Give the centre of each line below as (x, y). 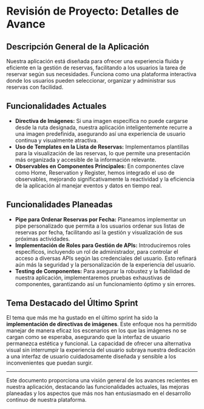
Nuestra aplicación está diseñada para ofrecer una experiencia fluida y (95, 61)
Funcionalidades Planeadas (59, 205)
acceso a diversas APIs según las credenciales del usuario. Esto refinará (106, 258)
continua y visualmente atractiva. (56, 140)
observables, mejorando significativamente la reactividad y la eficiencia (105, 179)
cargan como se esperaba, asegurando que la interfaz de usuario (88, 337)
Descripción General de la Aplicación (78, 47)
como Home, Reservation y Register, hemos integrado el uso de (95, 172)
